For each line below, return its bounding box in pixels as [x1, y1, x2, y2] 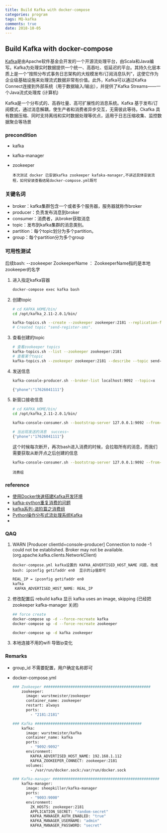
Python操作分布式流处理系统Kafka [12, 512, 83, 518]
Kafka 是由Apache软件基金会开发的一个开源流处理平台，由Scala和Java [5, 58, 150, 64]
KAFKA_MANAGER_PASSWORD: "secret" [30, 823, 102, 828]
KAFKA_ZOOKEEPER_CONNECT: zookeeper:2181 [30, 758, 118, 763]
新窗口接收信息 [12, 397, 43, 403]
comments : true [5, 21, 37, 26]
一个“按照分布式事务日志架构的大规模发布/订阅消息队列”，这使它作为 [18, 70, 159, 76]
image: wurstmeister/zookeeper [25, 694, 91, 699]
